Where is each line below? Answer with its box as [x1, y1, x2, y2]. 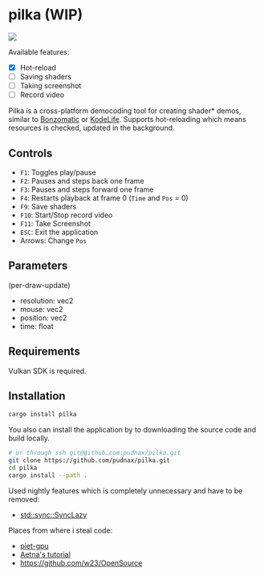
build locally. [8, 433, 51, 443]
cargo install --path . [8, 471, 88, 479]
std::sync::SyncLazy [19, 509, 87, 519]
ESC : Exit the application [19, 227, 99, 237]
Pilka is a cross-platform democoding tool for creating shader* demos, [8, 106, 242, 116]
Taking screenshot [19, 81, 82, 91]
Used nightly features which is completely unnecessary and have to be [8, 485, 243, 495]
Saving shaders [19, 72, 72, 81]
